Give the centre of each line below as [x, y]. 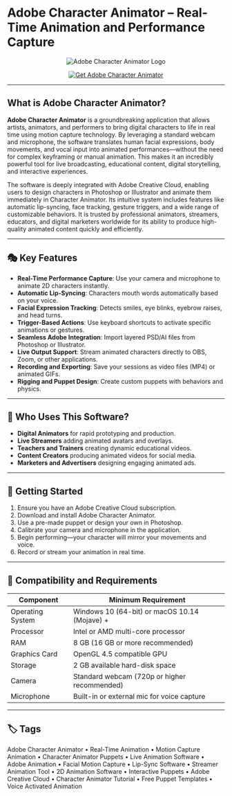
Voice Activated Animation [45, 786]
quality [17, 229]
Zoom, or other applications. [57, 359]
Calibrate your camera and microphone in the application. [99, 530]
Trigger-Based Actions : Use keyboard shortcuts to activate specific [114, 322]
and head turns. [40, 315]
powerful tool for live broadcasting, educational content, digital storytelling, [114, 163]
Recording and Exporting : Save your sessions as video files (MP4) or [116, 366]
